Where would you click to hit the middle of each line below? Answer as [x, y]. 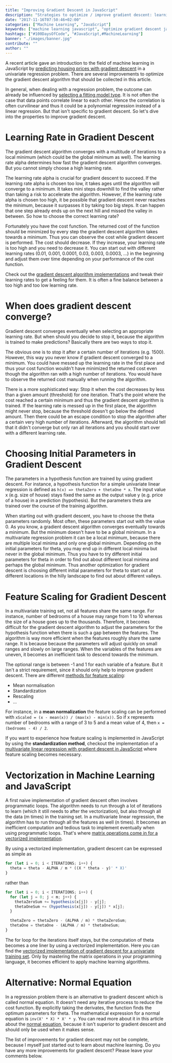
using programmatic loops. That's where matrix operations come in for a [82, 833]
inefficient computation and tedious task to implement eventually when [80, 828]
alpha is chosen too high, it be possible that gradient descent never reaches [85, 200]
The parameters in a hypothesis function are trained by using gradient [79, 479]
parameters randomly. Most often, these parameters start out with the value [85, 521]
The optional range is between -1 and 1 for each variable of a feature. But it [84, 665]
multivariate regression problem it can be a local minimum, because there [83, 538]
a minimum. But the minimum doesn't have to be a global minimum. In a [81, 532]
